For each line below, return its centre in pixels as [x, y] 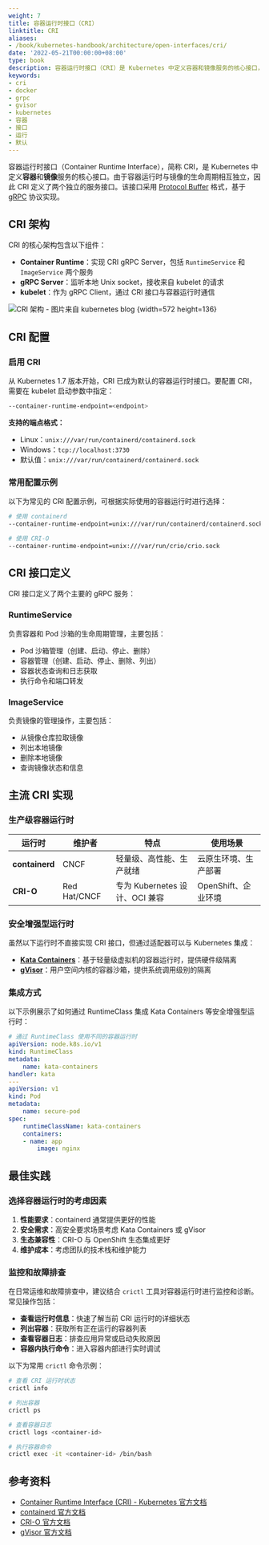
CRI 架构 [29, 224]
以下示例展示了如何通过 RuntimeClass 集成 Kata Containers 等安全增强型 [128, 1011]
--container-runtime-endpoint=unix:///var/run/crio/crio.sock [114, 546]
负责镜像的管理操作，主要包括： [61, 721]
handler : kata [32, 1074]
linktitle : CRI [34, 30]
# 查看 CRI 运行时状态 [42, 1381]
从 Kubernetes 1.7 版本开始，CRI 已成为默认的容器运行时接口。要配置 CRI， [132, 381]
